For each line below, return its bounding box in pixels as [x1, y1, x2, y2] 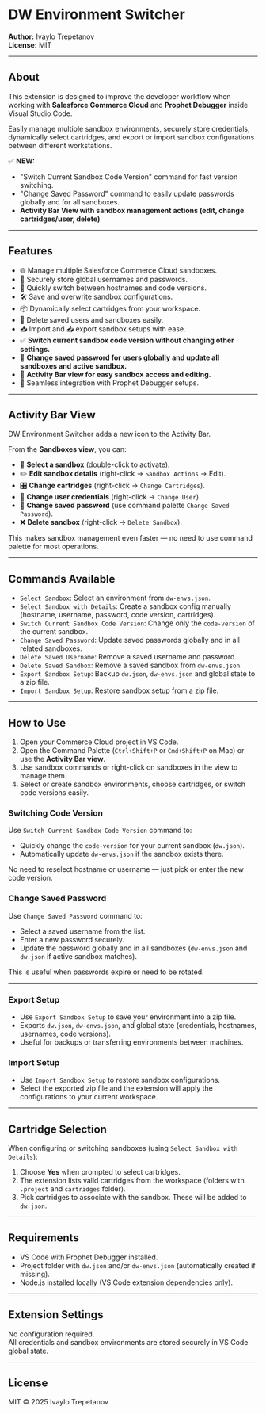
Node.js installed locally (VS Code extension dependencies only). [19, 1278, 234, 1287]
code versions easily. [19, 788, 89, 797]
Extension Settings [8, 1308, 104, 1321]
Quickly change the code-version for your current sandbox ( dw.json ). [19, 841, 245, 850]
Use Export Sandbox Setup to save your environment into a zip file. [19, 1012, 237, 1022]
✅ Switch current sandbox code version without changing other [19, 335, 235, 345]
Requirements [8, 1231, 79, 1245]
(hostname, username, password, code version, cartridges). [19, 610, 216, 620]
